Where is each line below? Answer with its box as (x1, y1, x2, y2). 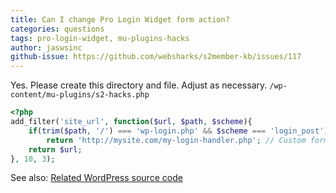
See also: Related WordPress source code (10, 172, 183, 184)
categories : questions (10, 24, 105, 34)
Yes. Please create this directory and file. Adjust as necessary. (10, 79, 268, 91)
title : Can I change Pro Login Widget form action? (10, 14, 230, 25)
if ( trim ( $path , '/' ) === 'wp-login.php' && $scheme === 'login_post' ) (28, 126, 329, 136)
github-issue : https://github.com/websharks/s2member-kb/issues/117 (10, 52, 302, 62)
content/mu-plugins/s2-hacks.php (10, 90, 150, 100)
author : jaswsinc (10, 42, 83, 53)
